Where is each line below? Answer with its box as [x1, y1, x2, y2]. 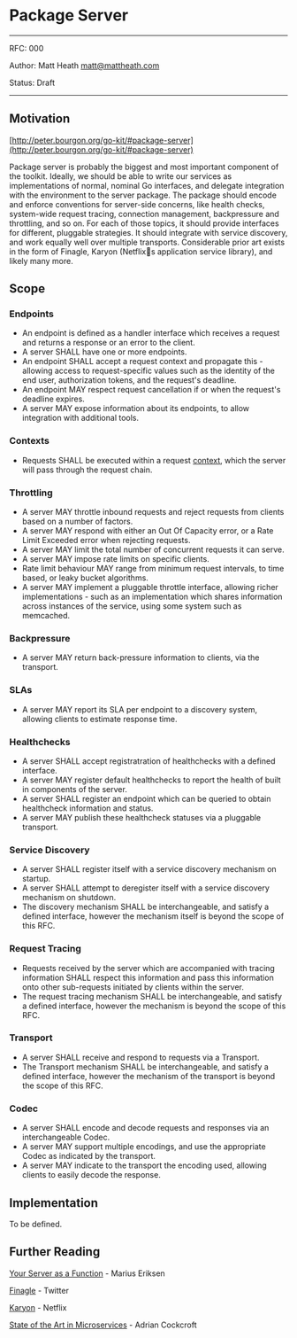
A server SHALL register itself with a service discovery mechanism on [21, 864, 277, 875]
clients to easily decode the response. [21, 1170, 161, 1180]
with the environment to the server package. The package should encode [9, 190, 277, 200]
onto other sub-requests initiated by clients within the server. [21, 981, 245, 992]
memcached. [21, 611, 71, 621]
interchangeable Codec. [21, 1132, 110, 1143]
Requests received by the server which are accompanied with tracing [21, 962, 276, 973]
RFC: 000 [9, 43, 44, 53]
